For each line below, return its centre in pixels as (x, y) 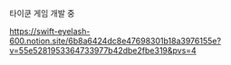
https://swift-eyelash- (50, 31)
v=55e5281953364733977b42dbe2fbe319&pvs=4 (103, 51)
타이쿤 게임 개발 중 (42, 13)
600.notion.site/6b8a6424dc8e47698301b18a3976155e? (115, 41)
